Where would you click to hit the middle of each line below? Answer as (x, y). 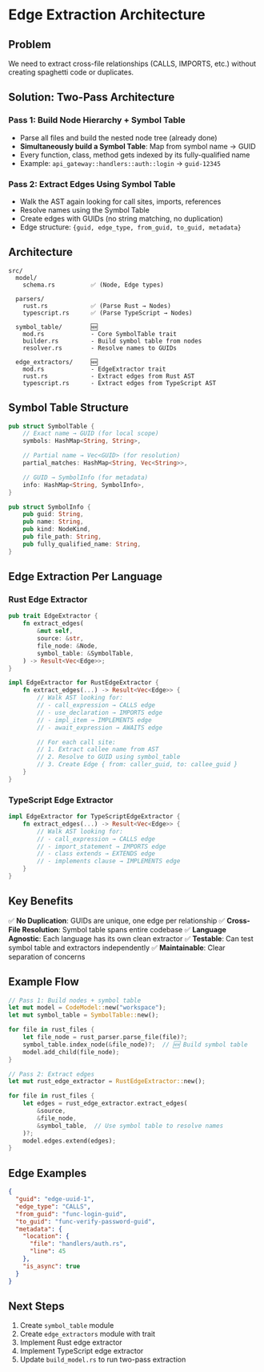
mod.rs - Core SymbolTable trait (100, 334)
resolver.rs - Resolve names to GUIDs (100, 348)
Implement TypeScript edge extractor (82, 1351)
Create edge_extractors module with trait (88, 1334)
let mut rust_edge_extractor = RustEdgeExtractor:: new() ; (107, 1082)
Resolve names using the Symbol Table (84, 209)
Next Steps (36, 1306)
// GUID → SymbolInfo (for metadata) (86, 477)
